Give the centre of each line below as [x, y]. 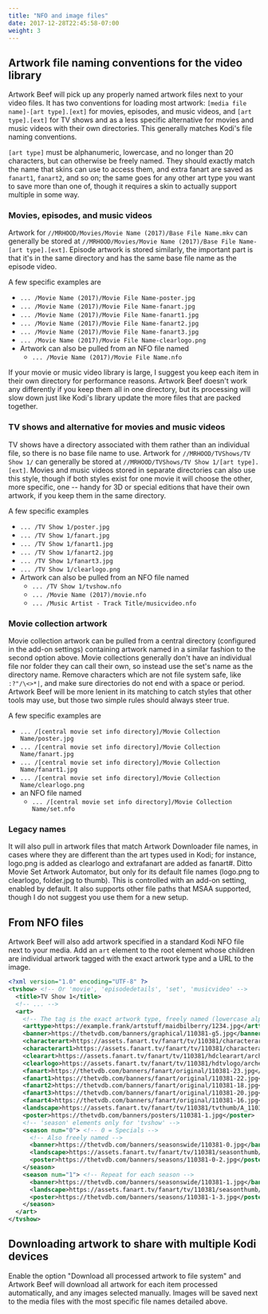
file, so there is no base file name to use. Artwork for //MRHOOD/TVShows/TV [130, 453]
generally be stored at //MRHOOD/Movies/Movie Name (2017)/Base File [122, 241]
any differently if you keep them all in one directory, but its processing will [130, 390]
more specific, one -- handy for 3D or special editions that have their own [129, 487]
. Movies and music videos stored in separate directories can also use [141, 470]
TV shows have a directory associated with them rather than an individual [129, 445]
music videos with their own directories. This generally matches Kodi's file [130, 129]
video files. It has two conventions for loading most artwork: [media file [128, 103]
